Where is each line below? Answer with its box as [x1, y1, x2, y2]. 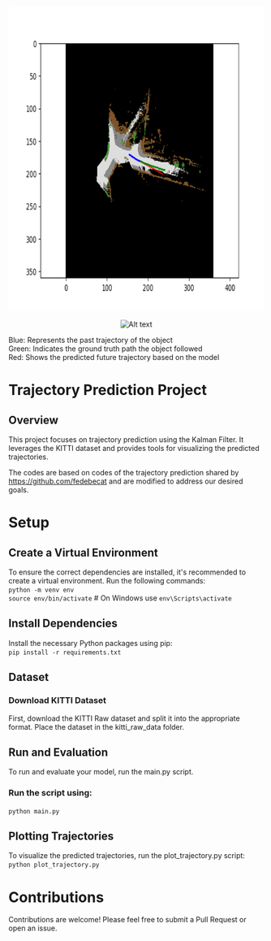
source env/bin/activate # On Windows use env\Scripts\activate [8, 593, 233, 603]
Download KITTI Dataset [8, 695, 107, 706]
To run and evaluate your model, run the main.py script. [8, 767, 194, 777]
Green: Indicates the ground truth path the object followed [8, 344, 203, 353]
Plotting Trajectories [8, 830, 114, 843]
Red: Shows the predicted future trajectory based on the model [8, 353, 220, 362]
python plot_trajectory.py [8, 861, 100, 869]
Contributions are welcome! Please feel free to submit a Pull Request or [8, 915, 247, 925]
